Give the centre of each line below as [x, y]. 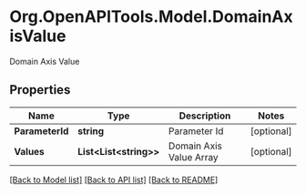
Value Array [193, 157]
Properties [40, 90]
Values [30, 151]
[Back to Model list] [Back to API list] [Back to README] [114, 179]
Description [205, 116]
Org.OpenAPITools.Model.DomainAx [151, 17]
